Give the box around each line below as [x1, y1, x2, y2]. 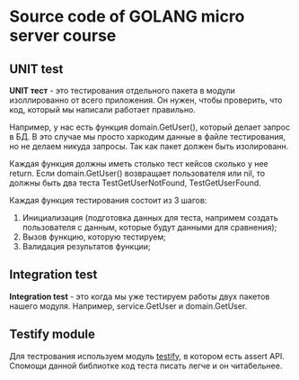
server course [9, 25, 117, 46]
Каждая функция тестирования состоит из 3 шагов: [9, 195, 207, 205]
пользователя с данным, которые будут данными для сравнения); [22, 222, 277, 232]
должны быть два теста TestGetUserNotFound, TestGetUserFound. [9, 177, 262, 188]
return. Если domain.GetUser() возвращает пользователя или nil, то [9, 168, 266, 178]
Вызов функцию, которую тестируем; [22, 231, 166, 242]
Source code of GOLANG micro [9, 6, 245, 27]
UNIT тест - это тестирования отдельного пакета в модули [9, 86, 236, 95]
